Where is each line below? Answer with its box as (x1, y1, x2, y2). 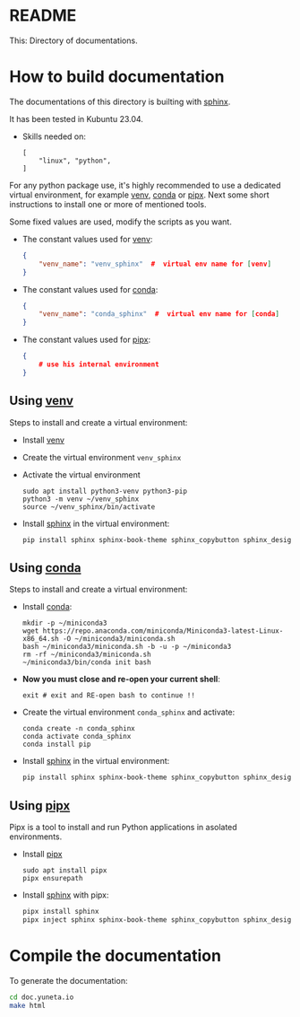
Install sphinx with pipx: (21, 890, 109, 900)
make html (9, 1001, 47, 1010)
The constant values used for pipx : (21, 334, 151, 346)
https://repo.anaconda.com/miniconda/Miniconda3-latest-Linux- (42, 627, 284, 636)
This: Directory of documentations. (9, 35, 138, 46)
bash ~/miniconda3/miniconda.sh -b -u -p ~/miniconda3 (21, 643, 232, 652)
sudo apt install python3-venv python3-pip (21, 487, 188, 495)
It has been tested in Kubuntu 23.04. (9, 113, 143, 124)
